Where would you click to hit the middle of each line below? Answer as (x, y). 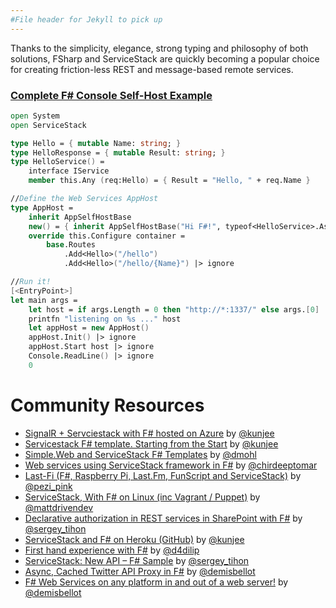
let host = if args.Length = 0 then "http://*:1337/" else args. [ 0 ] (174, 309)
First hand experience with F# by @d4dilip (112, 550)
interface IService (69, 171)
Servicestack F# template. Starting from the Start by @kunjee (151, 443)
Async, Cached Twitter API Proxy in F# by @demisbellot (140, 571)
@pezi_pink (48, 486)
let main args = (44, 300)
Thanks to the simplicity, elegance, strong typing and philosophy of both (159, 48)
